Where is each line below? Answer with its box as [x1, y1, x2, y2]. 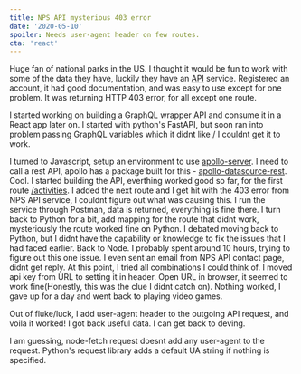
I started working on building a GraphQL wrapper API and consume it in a [9, 110, 282, 120]
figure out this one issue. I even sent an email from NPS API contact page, [9, 253, 285, 264]
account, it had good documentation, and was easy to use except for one [9, 82, 282, 93]
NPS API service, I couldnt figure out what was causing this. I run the [9, 195, 266, 206]
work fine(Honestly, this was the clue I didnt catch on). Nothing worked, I [9, 282, 281, 292]
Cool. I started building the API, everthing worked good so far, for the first [9, 176, 283, 187]
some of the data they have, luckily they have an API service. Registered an [9, 73, 290, 84]
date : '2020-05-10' [9, 22, 83, 31]
